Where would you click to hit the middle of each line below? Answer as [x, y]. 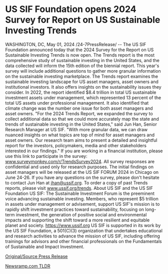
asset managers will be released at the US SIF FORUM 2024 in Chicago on [82, 172]
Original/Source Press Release [36, 256]
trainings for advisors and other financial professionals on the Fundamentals [83, 241]
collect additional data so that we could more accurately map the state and [82, 119]
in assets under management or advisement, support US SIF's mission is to [82, 204]
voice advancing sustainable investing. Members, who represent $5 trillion [82, 198]
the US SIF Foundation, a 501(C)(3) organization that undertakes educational [84, 230]
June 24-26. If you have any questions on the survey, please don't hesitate [82, 177]
